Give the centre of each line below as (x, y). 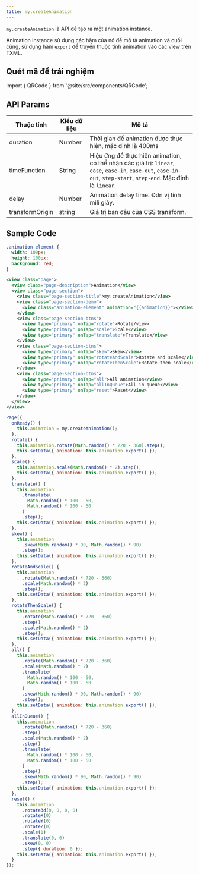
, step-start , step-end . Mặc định (144, 178)
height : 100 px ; (30, 258)
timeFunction (27, 171)
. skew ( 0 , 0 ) (36, 843)
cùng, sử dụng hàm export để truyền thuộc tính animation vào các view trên (99, 46)
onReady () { (26, 423)
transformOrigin (31, 212)
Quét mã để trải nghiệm (50, 72)
